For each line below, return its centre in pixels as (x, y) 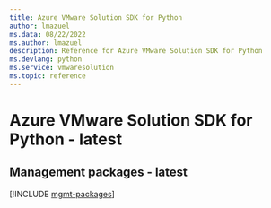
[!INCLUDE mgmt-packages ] (62, 194)
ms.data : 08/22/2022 (48, 34)
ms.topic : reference (48, 76)
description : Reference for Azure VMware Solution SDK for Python (136, 51)
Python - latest (66, 139)
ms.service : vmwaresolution (62, 68)
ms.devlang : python (46, 59)
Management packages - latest (99, 173)
